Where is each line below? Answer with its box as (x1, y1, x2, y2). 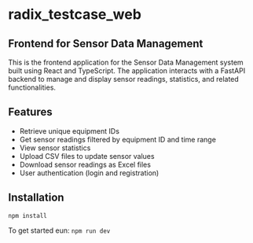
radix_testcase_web (8, 6, 141, 24)
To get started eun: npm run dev (8, 226, 111, 235)
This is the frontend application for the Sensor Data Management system (8, 57, 244, 67)
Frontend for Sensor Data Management (8, 37, 203, 50)
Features (8, 105, 53, 119)
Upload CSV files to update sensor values (19, 151, 155, 160)
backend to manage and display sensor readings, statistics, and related (8, 75, 240, 83)
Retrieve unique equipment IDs (19, 126, 120, 135)
